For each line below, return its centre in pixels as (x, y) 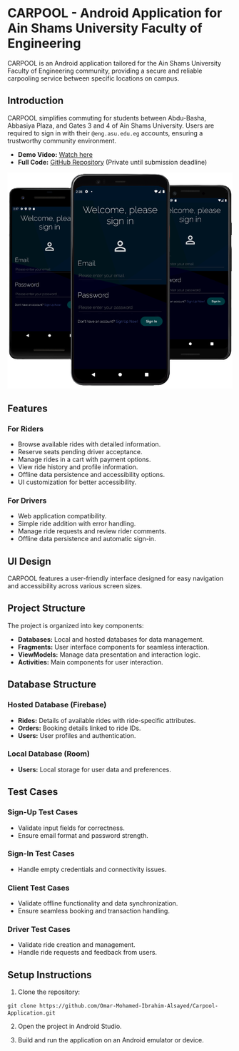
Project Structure (46, 609)
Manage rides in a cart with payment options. (84, 459)
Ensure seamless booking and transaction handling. (93, 911)
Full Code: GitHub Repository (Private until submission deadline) (112, 162)
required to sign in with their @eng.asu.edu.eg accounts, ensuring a (105, 133)
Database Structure (52, 685)
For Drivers (27, 501)
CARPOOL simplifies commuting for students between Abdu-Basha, (107, 118)
